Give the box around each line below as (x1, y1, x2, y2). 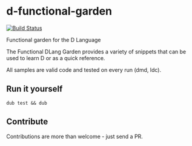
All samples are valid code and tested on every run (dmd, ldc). (6, 66, 162, 74)
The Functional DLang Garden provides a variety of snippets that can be (6, 47, 187, 55)
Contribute (6, 117, 48, 127)
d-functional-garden (6, 4, 113, 18)
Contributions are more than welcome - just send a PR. (6, 133, 144, 140)
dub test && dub (6, 100, 47, 106)
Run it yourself (6, 84, 63, 94)
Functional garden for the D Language (6, 36, 101, 43)
